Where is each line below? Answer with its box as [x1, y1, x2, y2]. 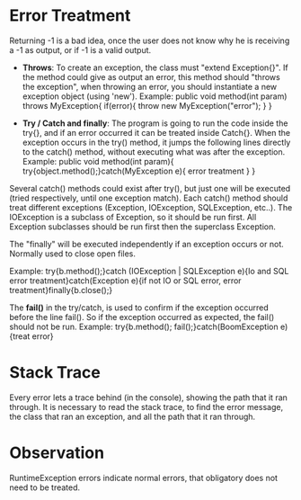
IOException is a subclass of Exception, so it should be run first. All [9, 211, 257, 222]
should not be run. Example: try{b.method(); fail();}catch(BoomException [9, 321, 279, 332]
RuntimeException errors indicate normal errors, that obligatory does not [9, 472, 279, 483]
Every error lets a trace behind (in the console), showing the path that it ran [9, 392, 288, 403]
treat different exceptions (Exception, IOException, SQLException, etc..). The [9, 201, 293, 212]
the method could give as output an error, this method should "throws [22, 71, 280, 82]
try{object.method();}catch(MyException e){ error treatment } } [22, 165, 256, 176]
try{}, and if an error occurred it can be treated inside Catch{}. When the [22, 127, 290, 138]
